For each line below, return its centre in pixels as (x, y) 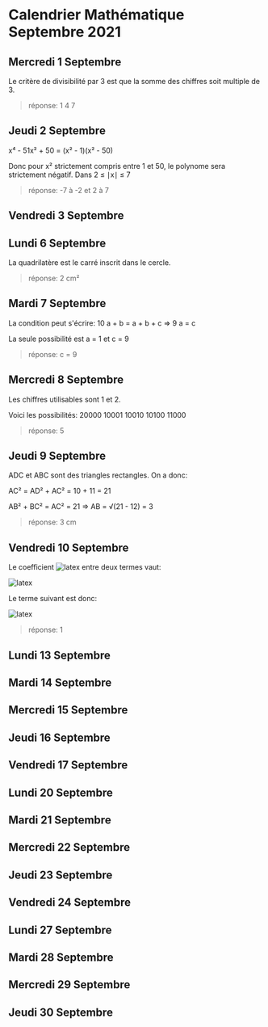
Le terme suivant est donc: (53, 599)
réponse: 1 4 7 (52, 105)
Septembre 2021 (65, 32)
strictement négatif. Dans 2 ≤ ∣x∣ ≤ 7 (69, 175)
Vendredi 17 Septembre (68, 765)
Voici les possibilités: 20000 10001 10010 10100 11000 (97, 415)
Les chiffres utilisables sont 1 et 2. (65, 399)
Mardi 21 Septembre (60, 820)
